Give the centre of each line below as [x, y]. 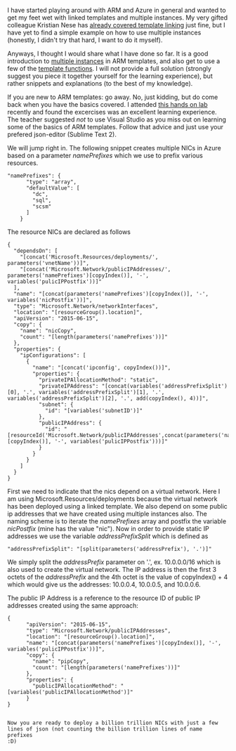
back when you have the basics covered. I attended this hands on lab [107, 104]
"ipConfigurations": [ [53, 355]
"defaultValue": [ [53, 188]
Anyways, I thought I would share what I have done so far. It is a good [108, 53]
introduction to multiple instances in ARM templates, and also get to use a [114, 61]
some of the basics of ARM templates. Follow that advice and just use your [115, 127]
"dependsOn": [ [36, 251]
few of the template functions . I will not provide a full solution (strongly [110, 68]
